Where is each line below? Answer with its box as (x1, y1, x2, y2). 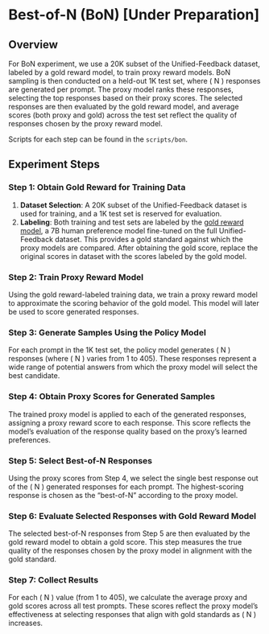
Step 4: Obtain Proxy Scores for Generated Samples (8, 391, 216, 402)
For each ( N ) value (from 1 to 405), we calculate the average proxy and (8, 593, 248, 603)
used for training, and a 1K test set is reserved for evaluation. (19, 208, 222, 218)
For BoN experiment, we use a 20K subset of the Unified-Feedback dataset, (8, 59, 260, 68)
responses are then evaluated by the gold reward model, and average (8, 102, 239, 111)
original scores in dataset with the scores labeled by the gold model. (19, 251, 247, 261)
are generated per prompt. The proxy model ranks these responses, (8, 84, 234, 94)
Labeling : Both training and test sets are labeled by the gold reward (19, 217, 244, 227)
